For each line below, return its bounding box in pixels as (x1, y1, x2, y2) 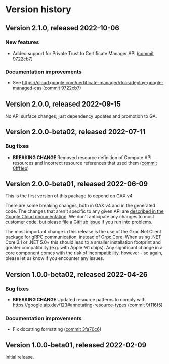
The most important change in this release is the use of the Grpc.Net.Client (5, 229, 162, 235)
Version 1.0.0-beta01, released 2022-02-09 (5, 341, 147, 349)
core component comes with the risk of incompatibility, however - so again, (5, 250, 163, 256)
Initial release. (5, 354, 34, 360)
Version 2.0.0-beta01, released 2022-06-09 (5, 180, 148, 188)
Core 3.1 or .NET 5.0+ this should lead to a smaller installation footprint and (5, 239, 161, 245)
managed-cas (12, 85, 42, 91)
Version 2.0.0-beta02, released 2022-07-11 (5, 128, 146, 136)
